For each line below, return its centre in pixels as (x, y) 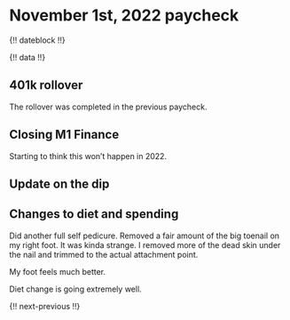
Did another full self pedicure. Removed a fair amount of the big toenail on (145, 236)
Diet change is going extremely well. (75, 289)
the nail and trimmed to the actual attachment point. (104, 254)
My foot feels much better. (58, 271)
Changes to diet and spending (94, 214)
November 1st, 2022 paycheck (124, 16)
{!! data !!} (27, 57)
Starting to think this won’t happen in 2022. (88, 156)
